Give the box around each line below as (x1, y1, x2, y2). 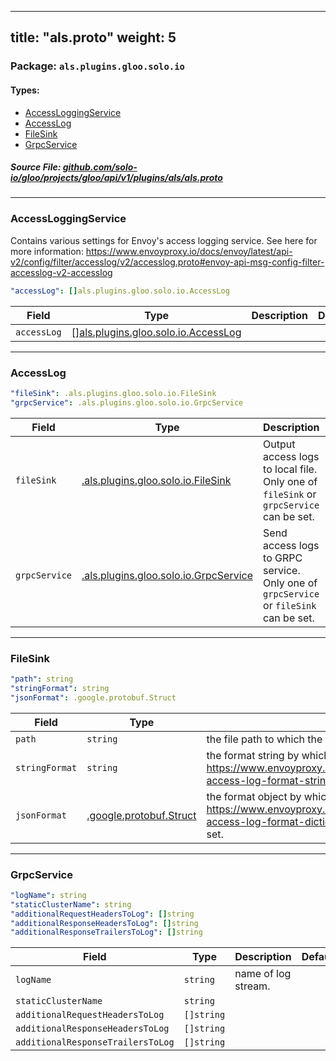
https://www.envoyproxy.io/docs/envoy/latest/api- (85, 245, 293, 257)
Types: (10, 84, 40, 96)
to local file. (263, 462, 318, 476)
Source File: (10, 161, 62, 173)
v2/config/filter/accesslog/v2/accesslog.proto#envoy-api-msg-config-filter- (10, 256, 325, 268)
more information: (10, 245, 84, 257)
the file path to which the (206, 732, 323, 746)
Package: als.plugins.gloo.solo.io (10, 59, 185, 73)
